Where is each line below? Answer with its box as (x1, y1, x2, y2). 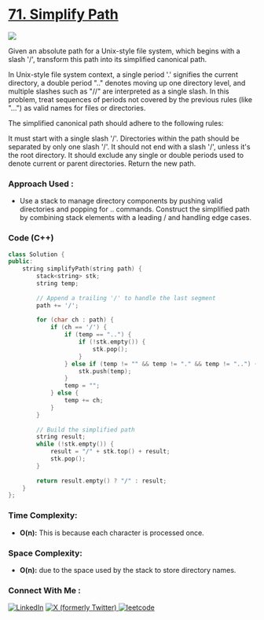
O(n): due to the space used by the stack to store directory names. (19, 565, 236, 574)
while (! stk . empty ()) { (36, 440, 114, 449)
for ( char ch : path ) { (36, 316, 114, 324)
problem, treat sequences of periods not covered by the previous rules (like (8, 94, 253, 104)
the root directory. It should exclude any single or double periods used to (8, 150, 244, 160)
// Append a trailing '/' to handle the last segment (36, 294, 216, 302)
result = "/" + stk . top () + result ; (49, 448, 170, 456)
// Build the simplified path (36, 426, 135, 434)
